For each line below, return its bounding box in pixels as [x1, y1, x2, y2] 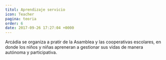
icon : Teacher [5, 12, 35, 17]
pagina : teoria [5, 16, 37, 21]
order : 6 [5, 21, 23, 26]
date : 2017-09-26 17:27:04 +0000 [5, 26, 74, 30]
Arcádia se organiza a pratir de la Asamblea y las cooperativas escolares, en [5, 39, 161, 45]
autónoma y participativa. [5, 50, 57, 56]
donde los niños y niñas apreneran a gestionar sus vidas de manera [5, 44, 144, 50]
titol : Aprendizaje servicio [5, 7, 65, 12]
